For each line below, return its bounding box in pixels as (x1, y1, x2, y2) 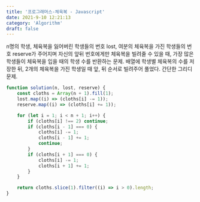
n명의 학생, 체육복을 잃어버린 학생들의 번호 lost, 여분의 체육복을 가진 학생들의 (6, 43, 186, 50)
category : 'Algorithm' (6, 20, 63, 26)
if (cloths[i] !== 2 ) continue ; (28, 118, 109, 124)
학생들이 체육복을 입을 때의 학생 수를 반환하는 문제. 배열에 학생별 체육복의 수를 (6, 58, 189, 65)
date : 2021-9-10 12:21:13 (6, 14, 71, 20)
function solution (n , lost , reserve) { (6, 85, 106, 91)
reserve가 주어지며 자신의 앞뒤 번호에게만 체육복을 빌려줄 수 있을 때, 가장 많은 (12, 50, 194, 58)
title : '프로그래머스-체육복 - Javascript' (6, 8, 105, 15)
